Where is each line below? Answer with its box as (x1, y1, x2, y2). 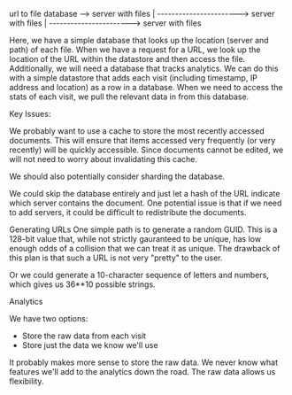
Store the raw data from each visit (21, 330, 146, 341)
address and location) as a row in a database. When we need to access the (9, 82, 283, 92)
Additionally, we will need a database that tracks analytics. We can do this (9, 63, 279, 74)
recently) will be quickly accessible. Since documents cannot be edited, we (9, 144, 284, 155)
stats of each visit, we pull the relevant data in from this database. (9, 91, 250, 102)
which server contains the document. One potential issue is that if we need (9, 197, 282, 208)
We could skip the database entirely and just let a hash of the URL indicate (9, 189, 280, 198)
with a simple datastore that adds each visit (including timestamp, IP (9, 73, 258, 83)
